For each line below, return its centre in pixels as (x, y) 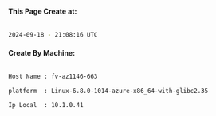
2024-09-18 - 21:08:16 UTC (53, 35)
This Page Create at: (43, 11)
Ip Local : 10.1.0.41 (46, 106)
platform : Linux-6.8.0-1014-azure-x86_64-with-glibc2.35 (108, 91)
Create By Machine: (42, 52)
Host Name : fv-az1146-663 (53, 77)
